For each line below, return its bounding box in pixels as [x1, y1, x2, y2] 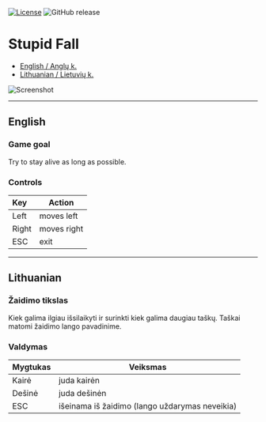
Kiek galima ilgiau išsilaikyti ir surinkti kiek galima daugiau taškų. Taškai [8, 313, 241, 322]
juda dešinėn [58, 387, 107, 398]
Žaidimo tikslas [8, 295, 69, 306]
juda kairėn [58, 375, 101, 386]
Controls [8, 176, 43, 187]
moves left [39, 210, 78, 221]
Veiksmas [128, 361, 167, 372]
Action [48, 197, 74, 208]
